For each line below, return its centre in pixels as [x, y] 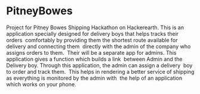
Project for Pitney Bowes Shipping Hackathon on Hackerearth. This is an [95, 27]
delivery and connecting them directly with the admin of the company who [99, 46]
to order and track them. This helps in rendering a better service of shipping [100, 71]
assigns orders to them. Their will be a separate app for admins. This [91, 52]
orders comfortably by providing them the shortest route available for [92, 40]
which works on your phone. [41, 84]
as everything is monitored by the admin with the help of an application [94, 78]
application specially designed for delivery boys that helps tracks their [93, 33]
